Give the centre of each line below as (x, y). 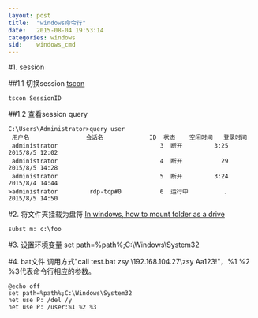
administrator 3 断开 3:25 (120, 146)
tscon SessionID (35, 99)
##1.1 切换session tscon (47, 84)
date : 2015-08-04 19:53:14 (56, 30)
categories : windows (42, 37)
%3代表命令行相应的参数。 (52, 271)
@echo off (24, 286)
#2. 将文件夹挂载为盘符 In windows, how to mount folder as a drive (116, 215)
